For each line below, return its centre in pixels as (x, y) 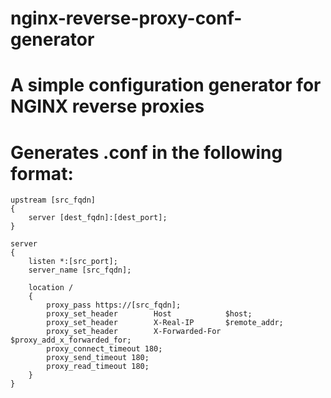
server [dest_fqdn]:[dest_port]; (98, 218)
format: (42, 173)
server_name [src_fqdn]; (80, 270)
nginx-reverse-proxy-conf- (126, 18)
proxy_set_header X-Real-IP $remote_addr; (165, 323)
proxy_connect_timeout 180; (104, 349)
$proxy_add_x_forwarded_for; (71, 340)
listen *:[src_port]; (73, 262)
